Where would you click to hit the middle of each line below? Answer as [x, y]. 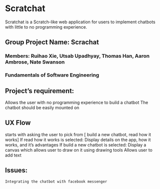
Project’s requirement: [40, 91]
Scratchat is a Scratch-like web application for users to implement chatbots [80, 22]
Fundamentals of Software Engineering [52, 75]
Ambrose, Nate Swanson [35, 62]
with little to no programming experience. [46, 27]
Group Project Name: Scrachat [52, 42]
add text [13, 155]
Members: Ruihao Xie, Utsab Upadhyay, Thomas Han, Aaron [77, 56]
